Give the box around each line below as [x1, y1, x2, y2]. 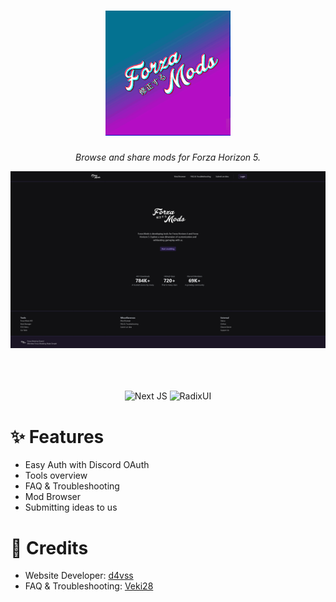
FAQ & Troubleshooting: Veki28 [24, 580, 154, 592]
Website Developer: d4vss [24, 570, 134, 582]
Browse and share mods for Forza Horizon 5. [74, 151, 262, 163]
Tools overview [24, 470, 88, 482]
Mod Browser [24, 491, 81, 503]
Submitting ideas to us [24, 501, 118, 514]
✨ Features [10, 425, 105, 448]
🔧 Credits [10, 536, 89, 559]
